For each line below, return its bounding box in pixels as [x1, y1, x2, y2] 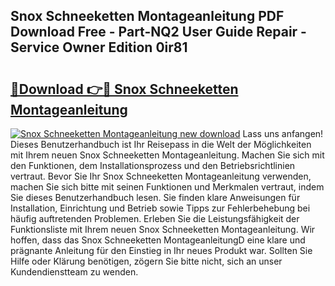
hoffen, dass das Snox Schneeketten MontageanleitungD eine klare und [10, 234, 306, 246]
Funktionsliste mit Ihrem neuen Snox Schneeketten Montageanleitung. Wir [10, 224, 316, 235]
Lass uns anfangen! [242, 128, 324, 139]
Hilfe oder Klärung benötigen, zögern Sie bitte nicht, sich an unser [10, 255, 283, 267]
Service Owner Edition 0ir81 [10, 39, 188, 56]
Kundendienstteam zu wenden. [10, 266, 139, 278]
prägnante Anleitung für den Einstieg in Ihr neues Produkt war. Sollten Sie [10, 245, 313, 256]
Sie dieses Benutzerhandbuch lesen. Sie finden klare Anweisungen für [10, 192, 301, 203]
